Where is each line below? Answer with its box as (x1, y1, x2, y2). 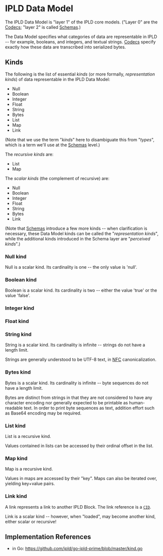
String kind (5, 331, 32, 338)
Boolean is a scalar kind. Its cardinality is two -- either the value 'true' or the (5, 287, 157, 293)
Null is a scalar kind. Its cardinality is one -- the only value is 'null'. (5, 264, 138, 270)
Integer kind (5, 305, 35, 312)
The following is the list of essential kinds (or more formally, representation (5, 71, 155, 77)
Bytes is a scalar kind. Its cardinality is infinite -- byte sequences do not (5, 380, 149, 386)
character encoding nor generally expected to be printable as (5, 399, 128, 405)
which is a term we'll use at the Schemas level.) (5, 142, 100, 148)
